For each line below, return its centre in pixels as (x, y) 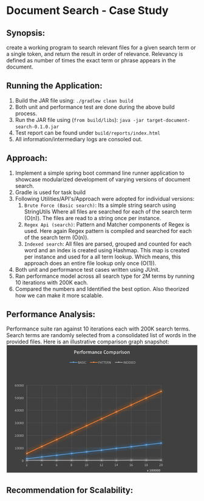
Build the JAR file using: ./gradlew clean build (74, 100)
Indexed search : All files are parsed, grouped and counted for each (108, 244)
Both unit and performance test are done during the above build (95, 107)
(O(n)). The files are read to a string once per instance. (93, 218)
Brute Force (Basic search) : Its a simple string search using (100, 205)
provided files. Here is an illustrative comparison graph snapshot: (88, 342)
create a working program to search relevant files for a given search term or (101, 47)
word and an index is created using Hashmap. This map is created (107, 250)
